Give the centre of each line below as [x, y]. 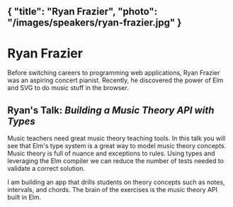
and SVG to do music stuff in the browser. [68, 88]
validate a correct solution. [46, 169]
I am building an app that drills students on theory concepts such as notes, [116, 182]
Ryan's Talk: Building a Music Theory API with [111, 110]
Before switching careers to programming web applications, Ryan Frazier [114, 73]
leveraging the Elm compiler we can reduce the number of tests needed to [116, 161]
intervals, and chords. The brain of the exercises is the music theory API [113, 190]
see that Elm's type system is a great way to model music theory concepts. [117, 146]
